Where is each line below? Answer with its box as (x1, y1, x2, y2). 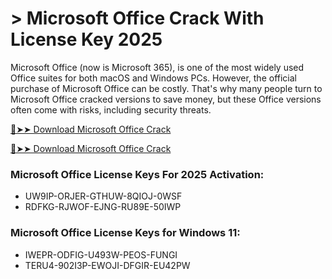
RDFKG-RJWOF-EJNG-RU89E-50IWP (24, 201, 182, 213)
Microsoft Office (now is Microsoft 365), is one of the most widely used (10, 61, 305, 73)
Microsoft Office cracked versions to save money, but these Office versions (10, 93, 322, 105)
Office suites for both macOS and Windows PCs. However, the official (10, 72, 297, 84)
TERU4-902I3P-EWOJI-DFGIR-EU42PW (24, 259, 191, 271)
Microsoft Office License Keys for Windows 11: (10, 226, 241, 240)
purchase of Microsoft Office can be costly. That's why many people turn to (10, 82, 323, 94)
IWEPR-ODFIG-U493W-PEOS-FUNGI (24, 248, 178, 261)
